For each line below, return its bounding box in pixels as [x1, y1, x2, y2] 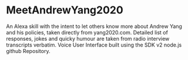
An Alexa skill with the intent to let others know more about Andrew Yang [6, 23, 182, 30]
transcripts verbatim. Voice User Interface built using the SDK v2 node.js [6, 41, 182, 48]
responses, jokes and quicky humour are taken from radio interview [6, 35, 170, 42]
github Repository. [6, 47, 51, 54]
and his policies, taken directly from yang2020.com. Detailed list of [6, 29, 169, 36]
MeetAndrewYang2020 [6, 3, 123, 17]
